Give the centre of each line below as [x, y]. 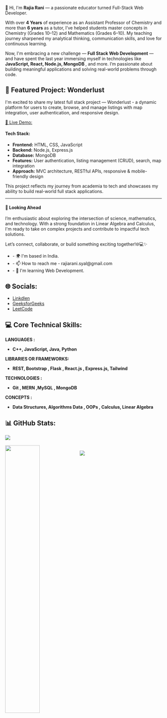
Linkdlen [21, 298]
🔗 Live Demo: [19, 122]
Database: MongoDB [34, 155]
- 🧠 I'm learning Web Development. [48, 270]
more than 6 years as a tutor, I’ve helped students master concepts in [76, 28]
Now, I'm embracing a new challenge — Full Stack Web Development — [80, 53]
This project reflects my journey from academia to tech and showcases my [82, 186]
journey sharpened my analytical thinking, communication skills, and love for [83, 38]
